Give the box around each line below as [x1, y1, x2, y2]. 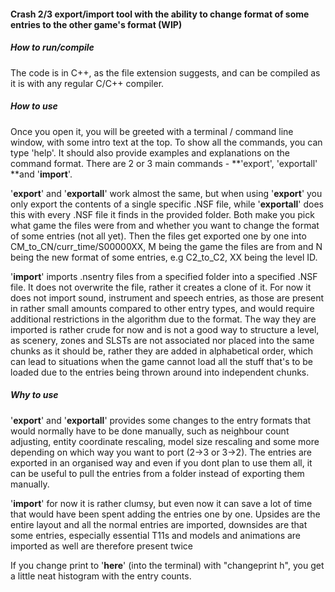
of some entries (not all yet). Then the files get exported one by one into [10, 230, 307, 242]
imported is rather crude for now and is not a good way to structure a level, [10, 323, 320, 335]
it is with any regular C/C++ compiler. [10, 77, 165, 89]
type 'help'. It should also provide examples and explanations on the [10, 146, 290, 159]
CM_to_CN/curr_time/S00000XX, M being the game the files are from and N [10, 240, 323, 252]
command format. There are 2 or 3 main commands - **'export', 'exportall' [10, 157, 318, 169]
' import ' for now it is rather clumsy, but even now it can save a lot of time [10, 497, 313, 509]
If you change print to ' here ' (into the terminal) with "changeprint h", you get [10, 559, 325, 571]
